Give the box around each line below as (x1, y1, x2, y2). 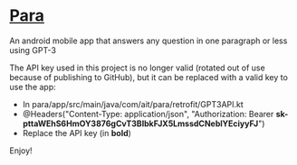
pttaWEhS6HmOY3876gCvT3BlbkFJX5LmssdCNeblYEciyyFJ (22, 118, 259, 129)
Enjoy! (9, 145, 34, 156)
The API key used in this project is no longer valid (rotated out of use (9, 62, 265, 73)
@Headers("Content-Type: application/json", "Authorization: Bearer (22, 108, 274, 119)
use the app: (9, 81, 56, 92)
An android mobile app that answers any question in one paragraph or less (9, 35, 288, 46)
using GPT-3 (9, 44, 57, 55)
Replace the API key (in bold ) (22, 127, 131, 138)
